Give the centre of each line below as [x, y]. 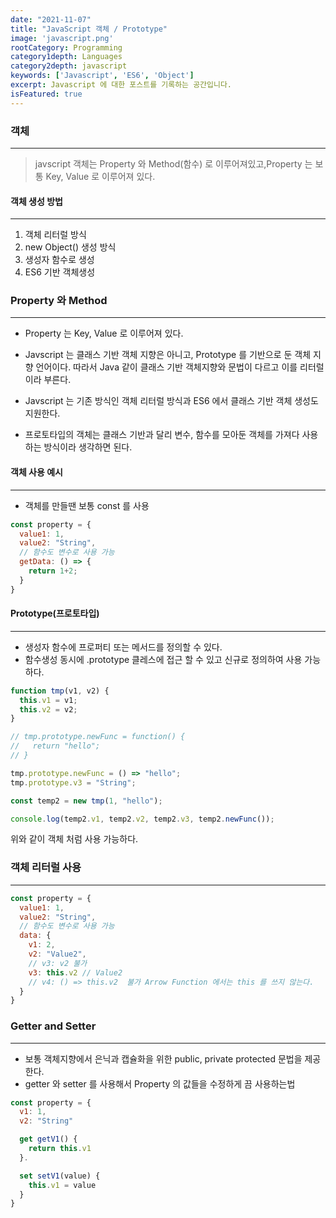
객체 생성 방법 [36, 201]
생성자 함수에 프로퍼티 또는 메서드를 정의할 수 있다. [123, 647]
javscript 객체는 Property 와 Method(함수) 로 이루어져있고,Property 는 [173, 163]
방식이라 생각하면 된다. [88, 447]
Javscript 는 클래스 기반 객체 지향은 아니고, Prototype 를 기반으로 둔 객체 [168, 355]
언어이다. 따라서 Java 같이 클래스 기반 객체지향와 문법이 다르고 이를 [166, 367]
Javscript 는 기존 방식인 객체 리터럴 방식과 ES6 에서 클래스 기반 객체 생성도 [171, 401]
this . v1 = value [62, 1185]
